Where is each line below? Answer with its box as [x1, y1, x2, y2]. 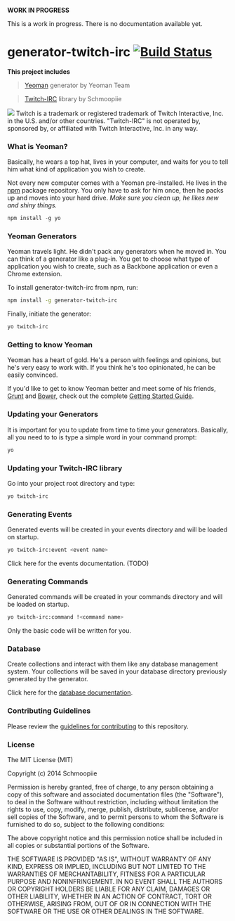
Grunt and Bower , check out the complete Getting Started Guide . [7, 392, 194, 400]
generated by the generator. [7, 675, 89, 683]
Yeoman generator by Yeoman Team [24, 81, 130, 89]
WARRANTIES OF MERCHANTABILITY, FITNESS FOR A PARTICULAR [7, 870, 206, 878]
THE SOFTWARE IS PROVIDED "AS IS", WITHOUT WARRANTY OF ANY [7, 855, 212, 863]
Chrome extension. [7, 270, 62, 278]
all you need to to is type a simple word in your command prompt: [7, 432, 197, 442]
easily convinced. [7, 371, 58, 379]
